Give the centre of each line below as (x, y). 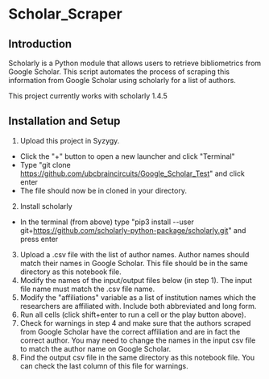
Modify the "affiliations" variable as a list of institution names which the (138, 297)
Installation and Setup (64, 121)
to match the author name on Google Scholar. (95, 348)
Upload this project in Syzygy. (70, 140)
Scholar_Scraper (65, 14)
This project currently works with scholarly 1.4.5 (88, 96)
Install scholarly (46, 206)
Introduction (40, 44)
